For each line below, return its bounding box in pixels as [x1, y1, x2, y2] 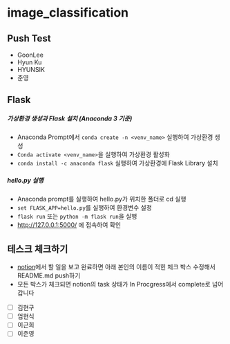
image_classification [7, 5, 129, 21]
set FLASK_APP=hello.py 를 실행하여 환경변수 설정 [17, 203, 152, 212]
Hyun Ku [17, 58, 42, 66]
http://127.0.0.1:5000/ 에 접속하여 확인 [17, 221, 122, 229]
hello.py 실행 [7, 176, 44, 184]
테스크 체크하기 [7, 243, 68, 255]
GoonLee [17, 51, 44, 59]
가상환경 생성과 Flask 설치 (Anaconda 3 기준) [7, 114, 133, 123]
